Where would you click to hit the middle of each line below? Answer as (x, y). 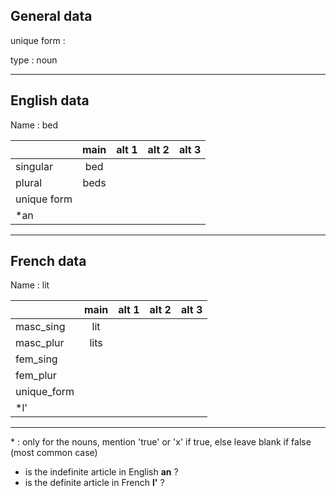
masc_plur (40, 343)
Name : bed (34, 125)
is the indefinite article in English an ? (101, 472)
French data (48, 261)
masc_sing (40, 327)
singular (34, 166)
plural (29, 182)
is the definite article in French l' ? (94, 483)
